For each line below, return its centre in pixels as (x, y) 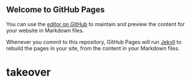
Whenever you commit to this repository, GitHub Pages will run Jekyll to (94, 42)
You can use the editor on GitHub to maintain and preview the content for (95, 24)
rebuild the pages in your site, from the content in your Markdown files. (93, 48)
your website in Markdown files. (45, 30)
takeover (28, 72)
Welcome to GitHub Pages (55, 10)
